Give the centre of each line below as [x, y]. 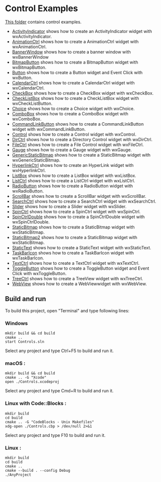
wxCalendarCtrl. [28, 88]
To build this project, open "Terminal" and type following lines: [67, 310]
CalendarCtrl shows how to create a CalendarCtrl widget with [73, 82]
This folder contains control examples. [43, 22]
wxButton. [22, 78]
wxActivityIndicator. [32, 36]
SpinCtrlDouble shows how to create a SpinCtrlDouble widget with [78, 217]
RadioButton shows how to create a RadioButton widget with [72, 186]
